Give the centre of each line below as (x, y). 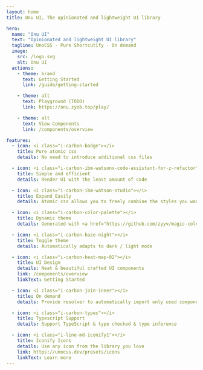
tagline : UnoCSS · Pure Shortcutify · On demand (74, 45)
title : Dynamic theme (44, 218)
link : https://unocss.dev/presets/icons (69, 352)
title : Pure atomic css (47, 152)
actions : (23, 68)
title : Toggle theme (43, 240)
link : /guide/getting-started (60, 85)
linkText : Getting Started (51, 280)
